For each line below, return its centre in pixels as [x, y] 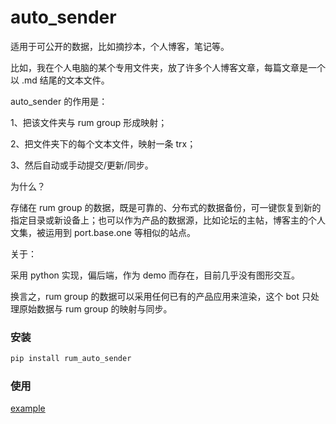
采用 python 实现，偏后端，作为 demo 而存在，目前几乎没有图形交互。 [155, 275]
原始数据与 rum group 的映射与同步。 [95, 308]
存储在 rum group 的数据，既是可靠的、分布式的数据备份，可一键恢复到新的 [166, 207]
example [28, 408]
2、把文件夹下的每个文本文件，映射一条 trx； [103, 143]
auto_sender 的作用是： [59, 101]
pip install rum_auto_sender [71, 359]
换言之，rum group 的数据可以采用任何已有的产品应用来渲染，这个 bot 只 [160, 296]
